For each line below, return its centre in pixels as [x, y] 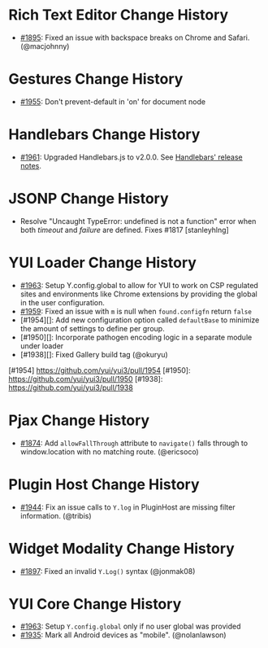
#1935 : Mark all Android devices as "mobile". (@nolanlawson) [123, 635]
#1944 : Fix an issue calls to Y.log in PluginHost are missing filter [128, 507]
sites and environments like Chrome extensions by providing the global [138, 294]
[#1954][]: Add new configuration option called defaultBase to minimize [140, 320]
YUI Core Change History [95, 604]
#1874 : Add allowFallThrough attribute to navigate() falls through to [134, 443]
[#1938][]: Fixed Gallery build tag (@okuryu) [94, 354]
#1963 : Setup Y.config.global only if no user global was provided [130, 626]
